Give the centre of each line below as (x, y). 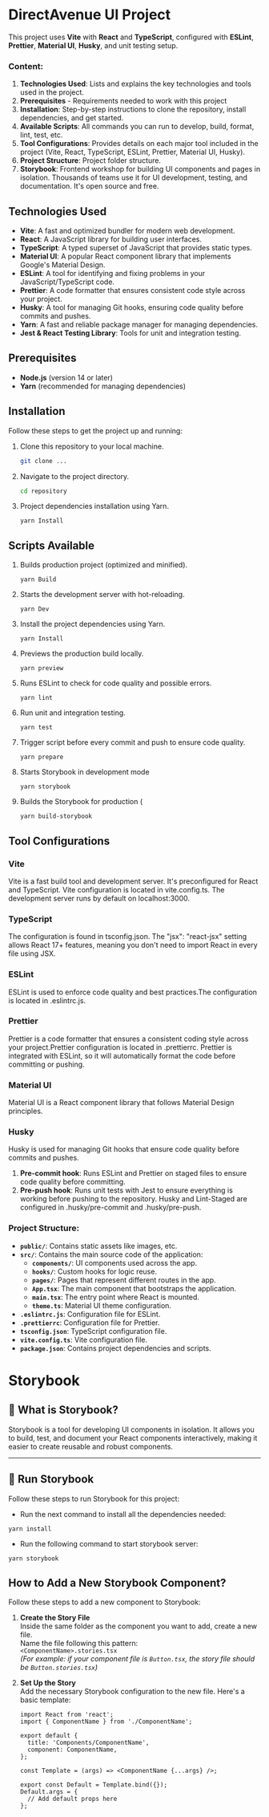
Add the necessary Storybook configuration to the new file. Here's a (132, 1692)
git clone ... (43, 461)
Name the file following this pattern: (79, 1644)
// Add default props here (72, 1799)
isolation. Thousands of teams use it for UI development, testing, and (134, 177)
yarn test (36, 728)
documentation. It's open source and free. (89, 186)
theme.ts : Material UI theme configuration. (102, 1305)
